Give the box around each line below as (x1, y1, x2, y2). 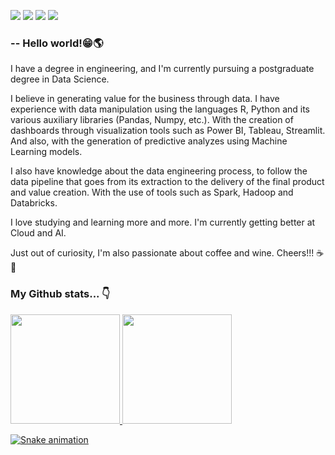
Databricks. (10, 197, 58, 209)
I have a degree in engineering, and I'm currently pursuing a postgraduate (10, 63, 315, 75)
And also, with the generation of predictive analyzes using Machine (10, 135, 288, 147)
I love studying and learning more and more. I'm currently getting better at (10, 216, 316, 229)
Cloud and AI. (10, 227, 67, 239)
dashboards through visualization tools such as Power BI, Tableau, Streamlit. (10, 125, 326, 137)
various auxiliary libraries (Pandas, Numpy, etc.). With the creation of (10, 114, 294, 126)
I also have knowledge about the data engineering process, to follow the (10, 165, 308, 177)
